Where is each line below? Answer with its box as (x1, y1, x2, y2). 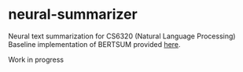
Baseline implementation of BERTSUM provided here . (8, 39, 181, 49)
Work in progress (8, 55, 64, 64)
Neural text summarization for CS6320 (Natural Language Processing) (8, 31, 236, 41)
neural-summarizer (8, 5, 138, 23)
